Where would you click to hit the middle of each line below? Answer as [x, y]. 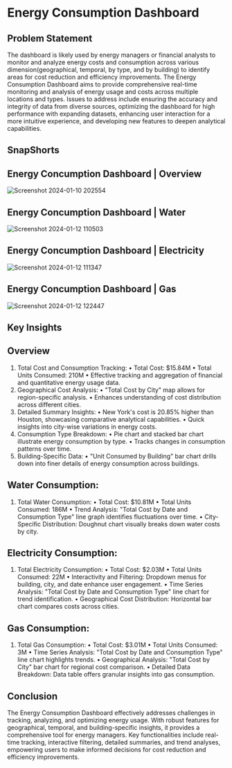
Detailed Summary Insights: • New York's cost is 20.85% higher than [115, 412]
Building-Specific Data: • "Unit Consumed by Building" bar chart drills [117, 456]
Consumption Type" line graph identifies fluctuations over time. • [110, 517]
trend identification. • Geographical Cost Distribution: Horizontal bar [114, 599]
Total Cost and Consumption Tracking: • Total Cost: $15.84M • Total [114, 368]
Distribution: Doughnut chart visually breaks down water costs [131, 524]
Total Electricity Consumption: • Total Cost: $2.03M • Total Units [109, 570]
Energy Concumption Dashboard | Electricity [106, 251]
